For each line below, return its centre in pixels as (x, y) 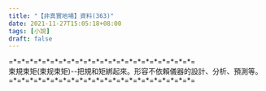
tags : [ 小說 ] (29, 31)
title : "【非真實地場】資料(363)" (61, 16)
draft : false (31, 39)
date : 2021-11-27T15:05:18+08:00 (65, 24)
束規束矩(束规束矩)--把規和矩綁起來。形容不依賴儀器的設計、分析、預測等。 (135, 71)
